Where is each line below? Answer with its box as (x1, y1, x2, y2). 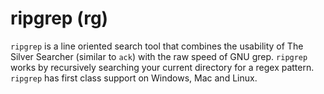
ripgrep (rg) (10, 7, 109, 30)
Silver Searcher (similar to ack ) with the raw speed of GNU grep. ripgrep (10, 50, 308, 62)
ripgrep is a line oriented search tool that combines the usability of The (10, 40, 304, 52)
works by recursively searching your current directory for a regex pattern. (10, 61, 315, 73)
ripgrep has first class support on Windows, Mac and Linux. (10, 72, 258, 84)
